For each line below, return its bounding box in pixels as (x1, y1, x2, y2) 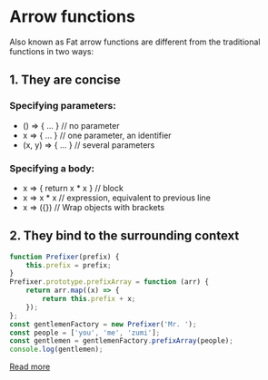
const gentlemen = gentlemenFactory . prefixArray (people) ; (9, 336, 233, 346)
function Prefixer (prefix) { (9, 252, 120, 261)
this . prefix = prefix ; (25, 260, 112, 269)
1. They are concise (9, 73, 121, 88)
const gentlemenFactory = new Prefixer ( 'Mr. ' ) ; (9, 319, 197, 328)
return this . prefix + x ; (42, 295, 136, 304)
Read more (9, 361, 51, 373)
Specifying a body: (9, 161, 95, 174)
